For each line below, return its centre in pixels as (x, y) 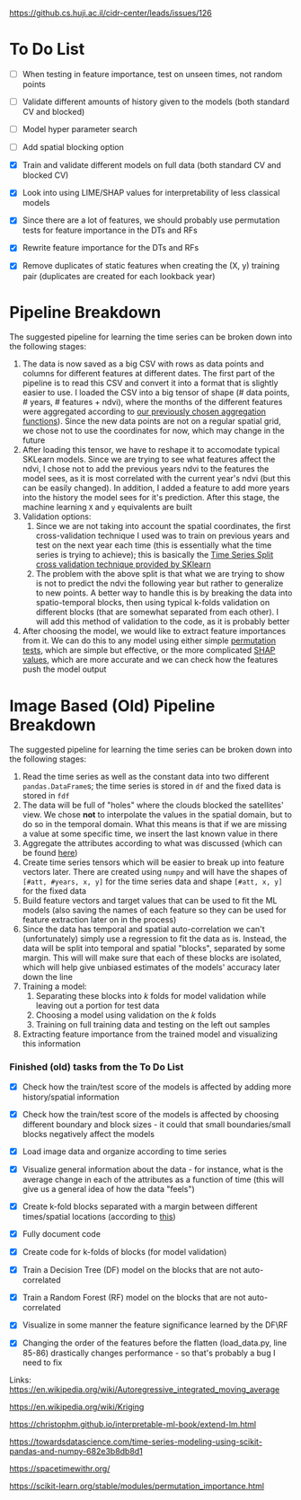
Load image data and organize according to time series (124, 1151)
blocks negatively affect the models (89, 1134)
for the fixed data (54, 891)
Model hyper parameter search (80, 129)
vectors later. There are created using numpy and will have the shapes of (155, 872)
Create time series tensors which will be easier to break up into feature (153, 862)
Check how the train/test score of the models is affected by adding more (157, 1087)
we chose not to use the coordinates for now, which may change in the (153, 431)
